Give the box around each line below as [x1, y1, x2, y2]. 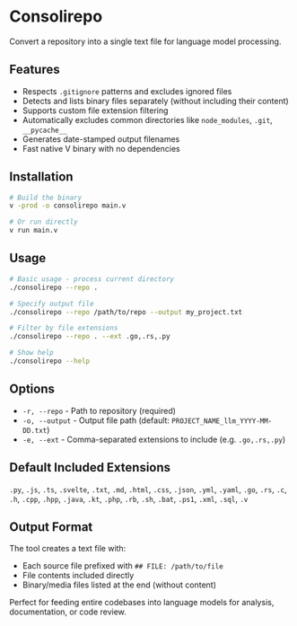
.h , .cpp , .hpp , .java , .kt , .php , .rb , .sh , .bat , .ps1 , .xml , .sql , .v [9, 493, 249, 504]
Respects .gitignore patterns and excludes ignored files [22, 85, 232, 96]
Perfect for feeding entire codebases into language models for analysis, [9, 597, 275, 608]
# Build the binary [9, 193, 83, 202]
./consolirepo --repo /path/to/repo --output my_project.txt [9, 307, 243, 316]
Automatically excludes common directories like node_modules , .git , [22, 114, 273, 125]
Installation [9, 169, 74, 185]
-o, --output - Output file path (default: [22, 415, 170, 426]
